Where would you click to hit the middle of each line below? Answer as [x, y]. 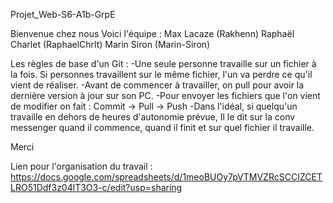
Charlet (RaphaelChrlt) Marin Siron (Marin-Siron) [110, 44]
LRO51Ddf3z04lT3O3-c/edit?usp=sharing [96, 187]
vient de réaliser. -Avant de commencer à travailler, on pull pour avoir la [157, 85]
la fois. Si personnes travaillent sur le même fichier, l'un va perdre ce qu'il [161, 74]
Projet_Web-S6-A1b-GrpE [63, 14]
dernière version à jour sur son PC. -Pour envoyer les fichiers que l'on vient [165, 95]
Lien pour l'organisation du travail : [81, 166]
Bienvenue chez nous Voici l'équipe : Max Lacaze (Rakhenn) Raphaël [152, 33]
